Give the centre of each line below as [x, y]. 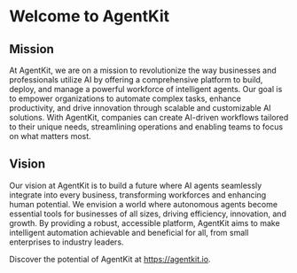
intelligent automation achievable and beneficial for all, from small [129, 232]
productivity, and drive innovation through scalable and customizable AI [141, 108]
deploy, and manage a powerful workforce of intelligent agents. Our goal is [146, 89]
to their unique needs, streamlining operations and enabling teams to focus [146, 127]
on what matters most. [50, 136]
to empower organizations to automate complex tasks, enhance [125, 98]
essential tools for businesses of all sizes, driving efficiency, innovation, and [148, 214]
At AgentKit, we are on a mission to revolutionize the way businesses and [143, 70]
